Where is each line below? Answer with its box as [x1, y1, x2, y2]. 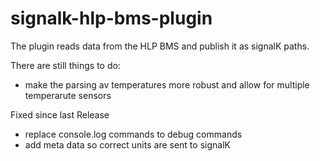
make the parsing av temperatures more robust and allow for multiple [24, 78, 310, 91]
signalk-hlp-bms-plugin [10, 7, 213, 30]
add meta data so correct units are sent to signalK [24, 138, 231, 151]
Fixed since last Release [10, 108, 110, 121]
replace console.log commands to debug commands [24, 128, 243, 140]
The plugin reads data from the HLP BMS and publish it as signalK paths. [10, 40, 310, 52]
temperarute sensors [24, 89, 112, 101]
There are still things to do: [10, 59, 121, 71]
